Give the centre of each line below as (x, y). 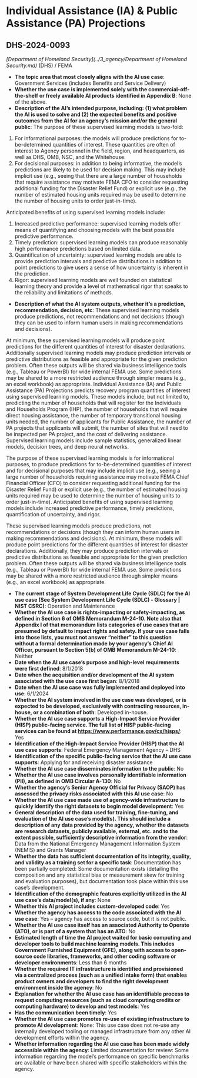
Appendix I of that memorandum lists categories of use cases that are (102, 625)
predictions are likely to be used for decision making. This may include (100, 170)
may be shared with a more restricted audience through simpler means (92, 576)
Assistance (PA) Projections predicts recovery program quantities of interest (98, 390)
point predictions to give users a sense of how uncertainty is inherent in (101, 267)
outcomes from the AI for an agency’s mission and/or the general (96, 121)
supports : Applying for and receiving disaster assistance (84, 762)
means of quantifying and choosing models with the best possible (94, 230)
